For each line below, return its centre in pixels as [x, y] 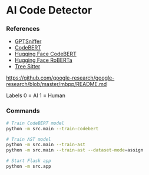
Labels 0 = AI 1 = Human [36, 95]
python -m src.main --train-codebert [52, 128]
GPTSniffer [28, 41]
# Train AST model [29, 139]
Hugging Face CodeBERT [45, 54]
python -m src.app [29, 166]
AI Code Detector [49, 10]
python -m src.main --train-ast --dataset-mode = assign [75, 150]
